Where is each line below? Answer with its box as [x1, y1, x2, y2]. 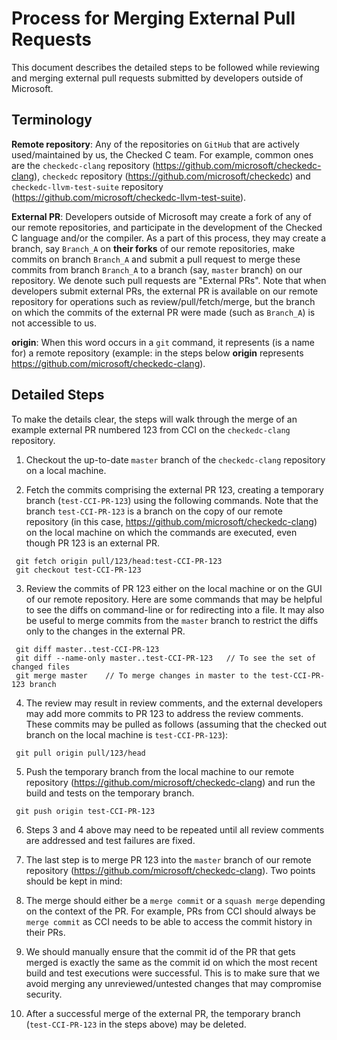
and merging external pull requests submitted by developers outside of [11, 72, 304, 84]
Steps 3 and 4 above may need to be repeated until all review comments [25, 823, 325, 836]
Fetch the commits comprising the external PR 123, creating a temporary [25, 483, 324, 496]
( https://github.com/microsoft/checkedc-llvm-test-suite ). [11, 191, 247, 203]
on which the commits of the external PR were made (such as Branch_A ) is [11, 306, 316, 318]
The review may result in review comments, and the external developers [25, 697, 323, 709]
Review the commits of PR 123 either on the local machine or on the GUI [25, 582, 323, 594]
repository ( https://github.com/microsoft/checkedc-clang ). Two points [25, 864, 316, 876]
